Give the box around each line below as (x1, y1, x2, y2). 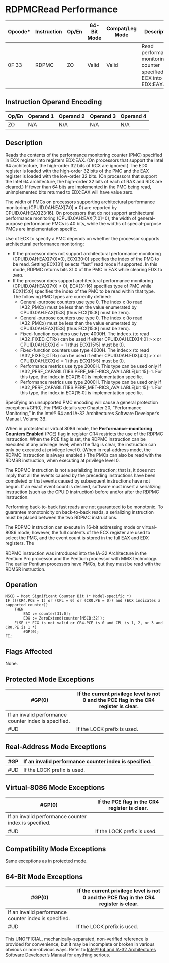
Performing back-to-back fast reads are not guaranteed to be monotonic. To (5, 504, 163, 510)
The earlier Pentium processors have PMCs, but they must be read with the (5, 561, 161, 567)
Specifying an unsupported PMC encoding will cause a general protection (5, 399, 158, 405)
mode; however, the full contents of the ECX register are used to (17, 529, 151, 535)
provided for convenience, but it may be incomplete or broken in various (5, 941, 155, 947)
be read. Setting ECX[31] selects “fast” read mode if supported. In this (12, 261, 158, 267)
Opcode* (8, 28, 31, 35)
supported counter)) (5, 603, 49, 608)
